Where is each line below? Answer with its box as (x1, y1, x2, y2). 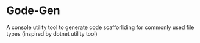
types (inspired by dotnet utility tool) (6, 30, 98, 37)
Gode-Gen (6, 4, 60, 18)
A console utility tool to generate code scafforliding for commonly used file (6, 24, 195, 31)
